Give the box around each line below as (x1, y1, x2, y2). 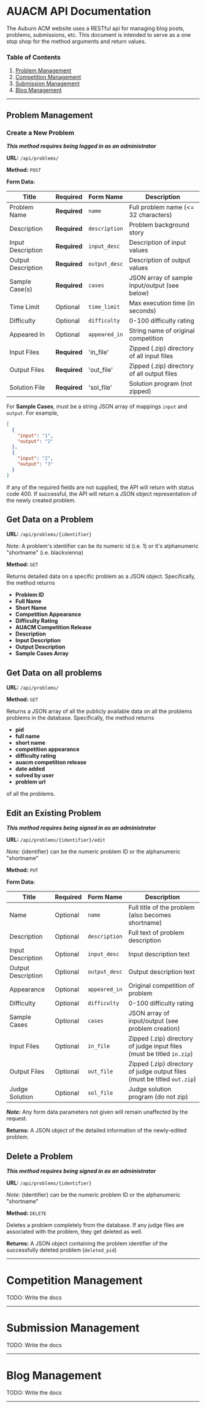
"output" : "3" (17, 461, 53, 467)
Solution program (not (129, 379, 193, 388)
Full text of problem (128, 928, 185, 937)
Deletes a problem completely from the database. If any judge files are (6, 1221, 185, 1228)
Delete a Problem (6, 1151, 74, 1161)
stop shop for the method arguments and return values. (6, 37, 147, 45)
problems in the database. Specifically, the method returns (6, 714, 154, 721)
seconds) (129, 306, 156, 315)
